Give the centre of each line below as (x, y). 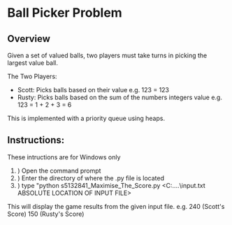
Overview (29, 39)
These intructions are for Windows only (64, 157)
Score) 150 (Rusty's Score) (46, 214)
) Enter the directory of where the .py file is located (90, 178)
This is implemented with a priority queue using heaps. (86, 118)
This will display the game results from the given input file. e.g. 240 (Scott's (116, 206)
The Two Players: (32, 76)
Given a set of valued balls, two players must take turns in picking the (107, 55)
